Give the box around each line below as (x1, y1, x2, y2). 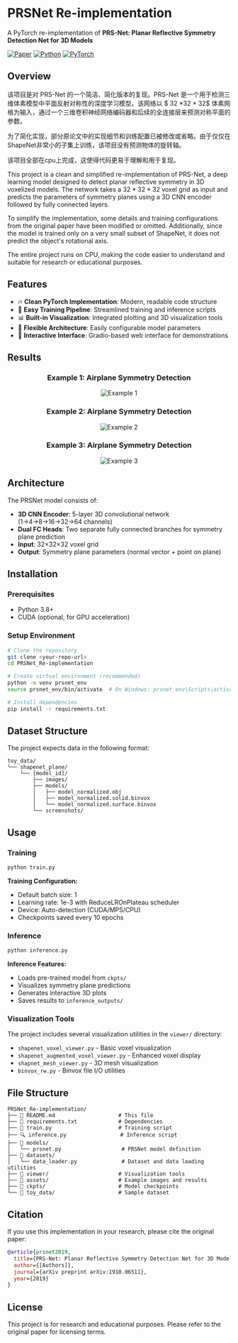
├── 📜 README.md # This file (7, 1112, 154, 1119)
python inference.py (7, 947, 69, 954)
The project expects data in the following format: (7, 744, 150, 752)
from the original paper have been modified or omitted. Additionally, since (7, 221, 222, 230)
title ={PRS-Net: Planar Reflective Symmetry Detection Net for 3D (13, 1255, 214, 1262)
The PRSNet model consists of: (7, 495, 98, 505)
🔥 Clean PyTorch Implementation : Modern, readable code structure (17, 297, 217, 306)
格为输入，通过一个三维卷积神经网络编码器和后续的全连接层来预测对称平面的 (7, 108, 231, 116)
